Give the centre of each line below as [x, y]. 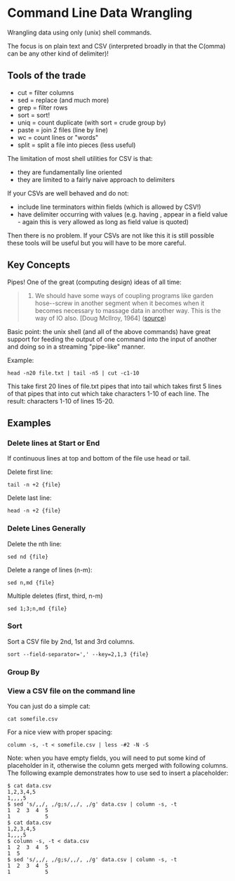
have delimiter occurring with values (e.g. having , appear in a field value [122, 214]
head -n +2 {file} [34, 511]
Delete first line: [30, 472]
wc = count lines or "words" [58, 137]
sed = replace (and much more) [63, 100]
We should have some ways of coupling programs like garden [124, 295]
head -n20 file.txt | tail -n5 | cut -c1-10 [73, 373]
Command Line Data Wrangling [100, 13]
